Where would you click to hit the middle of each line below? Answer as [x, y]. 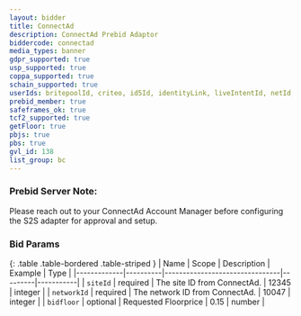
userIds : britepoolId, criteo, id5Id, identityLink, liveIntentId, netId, [152, 93]
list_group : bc [38, 160]
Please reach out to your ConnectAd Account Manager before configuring [146, 211]
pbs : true [28, 143]
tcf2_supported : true [50, 118]
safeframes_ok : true [48, 110]
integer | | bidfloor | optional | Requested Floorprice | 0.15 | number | [137, 302]
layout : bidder [38, 18]
